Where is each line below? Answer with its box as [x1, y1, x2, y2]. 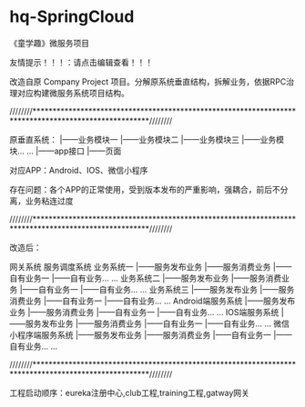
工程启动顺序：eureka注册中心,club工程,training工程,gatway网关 [9, 387, 250, 398]
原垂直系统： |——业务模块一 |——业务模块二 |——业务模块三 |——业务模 [9, 134, 285, 144]
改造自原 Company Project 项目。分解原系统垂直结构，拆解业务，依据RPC [9, 75, 287, 87]
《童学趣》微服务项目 [9, 37, 89, 48]
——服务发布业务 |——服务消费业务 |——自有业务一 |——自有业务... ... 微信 [9, 318, 290, 329]
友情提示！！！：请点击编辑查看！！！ [9, 56, 153, 67]
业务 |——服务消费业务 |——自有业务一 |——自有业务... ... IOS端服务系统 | [9, 306, 284, 317]
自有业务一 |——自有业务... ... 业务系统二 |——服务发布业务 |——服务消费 [9, 273, 282, 283]
